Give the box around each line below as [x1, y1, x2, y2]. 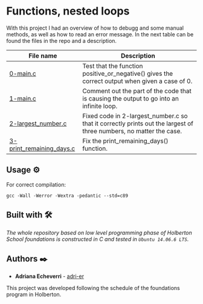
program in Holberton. [6, 291, 62, 298]
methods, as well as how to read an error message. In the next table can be [6, 30, 194, 38]
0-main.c [9, 69, 36, 78]
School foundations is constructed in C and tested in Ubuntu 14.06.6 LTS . [6, 235, 189, 243]
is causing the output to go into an [82, 94, 179, 102]
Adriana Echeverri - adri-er [14, 273, 85, 280]
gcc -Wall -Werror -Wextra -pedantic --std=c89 [6, 193, 129, 199]
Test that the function [82, 62, 143, 70]
